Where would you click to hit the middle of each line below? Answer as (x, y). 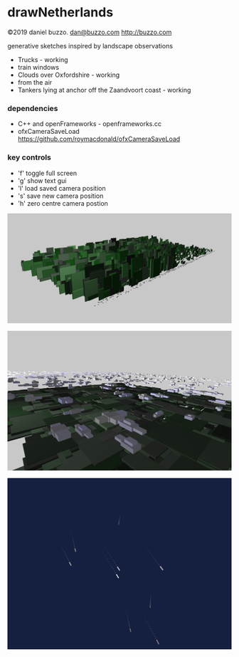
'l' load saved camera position (62, 188)
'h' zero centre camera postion (63, 203)
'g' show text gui (42, 180)
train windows (38, 67)
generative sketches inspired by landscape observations (90, 46)
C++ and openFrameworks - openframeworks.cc (90, 124)
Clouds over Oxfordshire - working (69, 75)
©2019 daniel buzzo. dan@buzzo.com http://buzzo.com (90, 32)
